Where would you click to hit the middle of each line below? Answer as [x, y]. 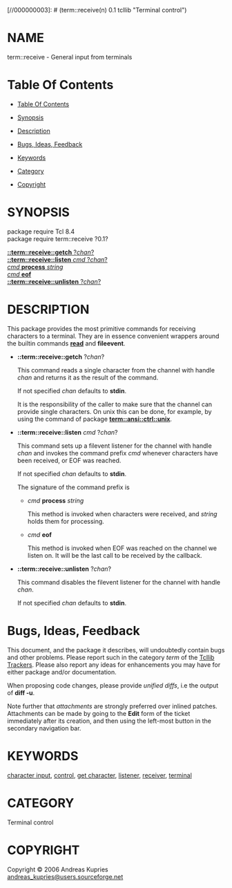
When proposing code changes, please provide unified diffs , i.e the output [113, 685]
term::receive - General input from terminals [70, 57]
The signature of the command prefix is [73, 487]
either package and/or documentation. [62, 672]
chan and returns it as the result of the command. [88, 377]
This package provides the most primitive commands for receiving [101, 328]
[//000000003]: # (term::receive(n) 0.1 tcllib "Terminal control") [97, 10]
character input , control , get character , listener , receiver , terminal [99, 775]
